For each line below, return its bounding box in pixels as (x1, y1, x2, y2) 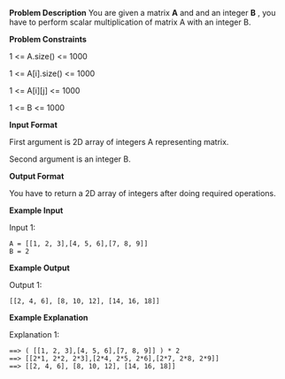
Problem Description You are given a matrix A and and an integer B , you (9, 8, 276, 18)
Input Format (9, 119, 58, 130)
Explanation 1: (9, 330, 60, 339)
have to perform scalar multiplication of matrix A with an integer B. (9, 17, 251, 27)
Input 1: (9, 223, 36, 232)
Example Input (9, 205, 64, 216)
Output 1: (9, 280, 42, 290)
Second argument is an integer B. (9, 154, 131, 164)
